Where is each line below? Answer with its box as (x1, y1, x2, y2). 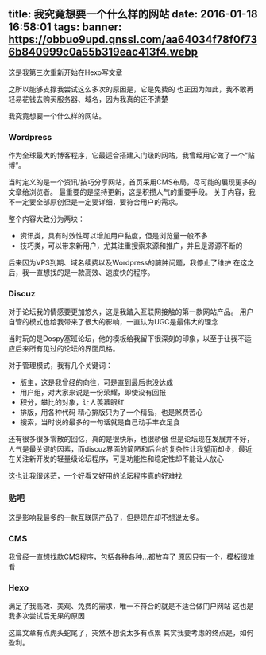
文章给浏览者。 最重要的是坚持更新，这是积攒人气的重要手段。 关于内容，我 (8, 188, 256, 197)
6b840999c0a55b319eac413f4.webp (8, 45, 199, 59)
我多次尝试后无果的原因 (8, 611, 85, 621)
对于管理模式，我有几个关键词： (8, 361, 113, 370)
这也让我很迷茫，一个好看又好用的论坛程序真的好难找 (8, 471, 183, 481)
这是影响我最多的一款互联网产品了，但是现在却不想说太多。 (8, 512, 203, 522)
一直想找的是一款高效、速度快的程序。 (29, 268, 155, 277)
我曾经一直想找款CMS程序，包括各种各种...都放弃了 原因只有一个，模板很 (8, 552, 248, 561)
